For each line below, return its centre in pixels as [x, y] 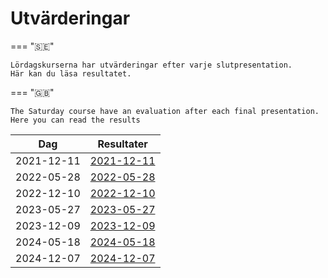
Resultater [122, 144]
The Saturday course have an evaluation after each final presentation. [165, 111]
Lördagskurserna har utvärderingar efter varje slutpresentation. [151, 65]
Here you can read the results [75, 120]
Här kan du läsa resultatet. [71, 73]
